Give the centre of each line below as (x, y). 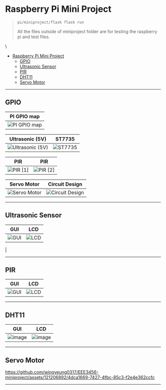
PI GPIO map (25, 116)
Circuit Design (65, 184)
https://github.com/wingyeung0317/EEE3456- (52, 372)
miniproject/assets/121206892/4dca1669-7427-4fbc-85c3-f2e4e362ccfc (80, 377)
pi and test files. (34, 37)
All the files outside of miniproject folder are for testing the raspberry (87, 31)
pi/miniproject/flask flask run (50, 22)
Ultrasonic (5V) (28, 139)
